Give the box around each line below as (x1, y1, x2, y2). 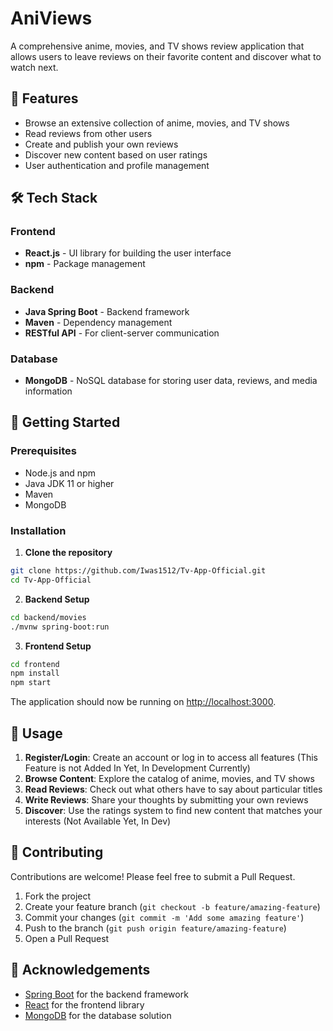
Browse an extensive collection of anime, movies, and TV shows (24, 117, 290, 129)
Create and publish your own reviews (24, 138, 179, 150)
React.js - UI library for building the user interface (24, 247, 232, 259)
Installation (10, 523, 67, 537)
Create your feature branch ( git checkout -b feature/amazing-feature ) (24, 900, 321, 912)
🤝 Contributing (10, 844, 104, 861)
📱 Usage (10, 725, 63, 742)
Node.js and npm (24, 467, 96, 479)
